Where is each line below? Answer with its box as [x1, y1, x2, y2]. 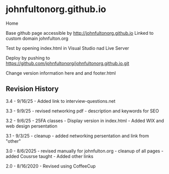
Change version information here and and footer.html [6, 70, 116, 76]
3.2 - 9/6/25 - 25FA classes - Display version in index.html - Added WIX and [6, 118, 164, 124]
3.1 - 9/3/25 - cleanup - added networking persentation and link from [6, 133, 149, 139]
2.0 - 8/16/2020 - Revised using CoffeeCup [6, 163, 96, 169]
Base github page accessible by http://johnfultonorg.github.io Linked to [6, 30, 154, 36]
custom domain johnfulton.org [6, 35, 69, 41]
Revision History [6, 85, 59, 93]
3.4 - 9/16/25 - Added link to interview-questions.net [6, 98, 116, 104]
